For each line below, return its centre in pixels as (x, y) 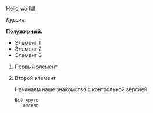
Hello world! (21, 9)
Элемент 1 (28, 43)
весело (31, 105)
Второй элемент (35, 78)
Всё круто (27, 100)
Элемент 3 (28, 55)
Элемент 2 (28, 49)
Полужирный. (24, 31)
